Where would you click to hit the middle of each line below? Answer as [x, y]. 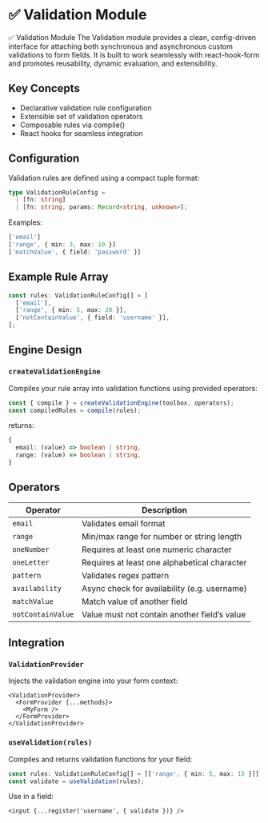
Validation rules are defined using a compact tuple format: [104, 178]
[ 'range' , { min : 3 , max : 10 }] [62, 245]
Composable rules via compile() [72, 125]
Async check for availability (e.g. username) [164, 588]
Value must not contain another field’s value [164, 614]
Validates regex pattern [125, 575]
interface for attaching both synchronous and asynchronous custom [121, 46]
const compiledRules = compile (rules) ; [75, 410]
